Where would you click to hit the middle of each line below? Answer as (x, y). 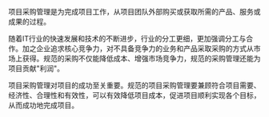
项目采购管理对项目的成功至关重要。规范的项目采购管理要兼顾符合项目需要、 (134, 85)
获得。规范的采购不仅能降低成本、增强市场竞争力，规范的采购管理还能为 (141, 58)
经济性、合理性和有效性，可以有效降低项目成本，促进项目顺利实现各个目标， (134, 95)
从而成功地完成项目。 (43, 105)
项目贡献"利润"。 (36, 68)
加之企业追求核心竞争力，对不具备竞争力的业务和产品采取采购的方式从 (138, 49)
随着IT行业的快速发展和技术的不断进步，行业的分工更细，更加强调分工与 (127, 39)
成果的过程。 (29, 21)
